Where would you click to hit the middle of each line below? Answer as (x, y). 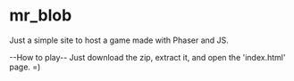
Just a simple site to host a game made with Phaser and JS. (119, 40)
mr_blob (41, 16)
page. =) (25, 67)
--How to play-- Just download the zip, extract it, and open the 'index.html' (147, 57)
